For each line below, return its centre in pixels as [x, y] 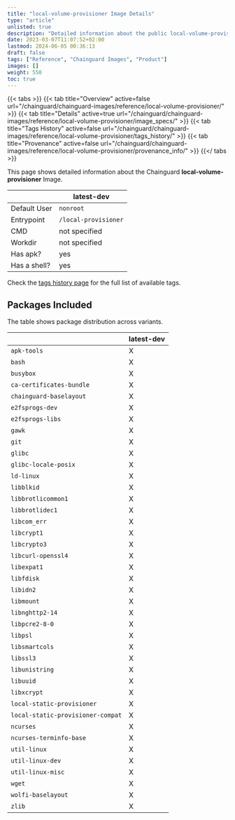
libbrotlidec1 [34, 510]
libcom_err [29, 522]
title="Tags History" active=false [54, 129]
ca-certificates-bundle [50, 385]
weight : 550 [24, 72]
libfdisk [25, 579]
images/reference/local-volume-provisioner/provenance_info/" [98, 151]
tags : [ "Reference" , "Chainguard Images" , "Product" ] [87, 60]
